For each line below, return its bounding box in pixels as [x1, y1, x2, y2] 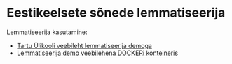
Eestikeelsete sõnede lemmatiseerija [6, 5, 226, 21]
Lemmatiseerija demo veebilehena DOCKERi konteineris [16, 49, 179, 57]
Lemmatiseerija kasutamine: [6, 28, 88, 36]
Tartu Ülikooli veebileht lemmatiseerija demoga [16, 41, 152, 49]
